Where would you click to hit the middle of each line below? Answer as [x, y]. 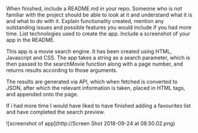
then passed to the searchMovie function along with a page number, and [95, 64]
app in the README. [30, 40]
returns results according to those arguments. [62, 70]
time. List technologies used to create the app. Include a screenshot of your [98, 34]
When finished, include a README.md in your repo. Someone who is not [94, 9]
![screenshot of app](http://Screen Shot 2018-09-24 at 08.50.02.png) [91, 123]
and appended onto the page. [42, 94]
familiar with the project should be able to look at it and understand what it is [99, 15]
